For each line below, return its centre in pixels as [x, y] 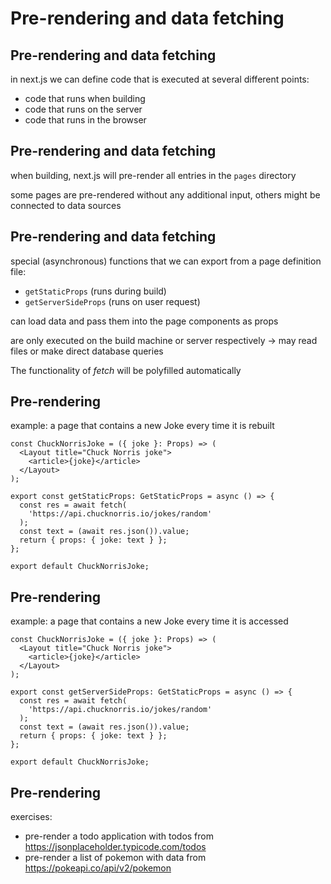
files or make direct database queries [87, 351]
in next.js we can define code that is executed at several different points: [160, 79]
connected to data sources [66, 205]
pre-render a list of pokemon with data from [115, 858]
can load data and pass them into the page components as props [144, 321]
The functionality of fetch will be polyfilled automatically [126, 370]
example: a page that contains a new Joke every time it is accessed [149, 621]
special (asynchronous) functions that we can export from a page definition [166, 261]
